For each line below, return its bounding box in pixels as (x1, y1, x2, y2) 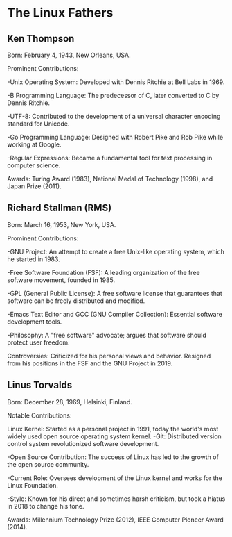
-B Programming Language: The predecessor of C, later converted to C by (7, 92, 220, 99)
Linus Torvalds (7, 379, 73, 391)
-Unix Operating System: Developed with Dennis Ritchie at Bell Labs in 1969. (7, 78, 225, 86)
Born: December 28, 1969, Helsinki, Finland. (7, 397, 133, 406)
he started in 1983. (7, 255, 60, 263)
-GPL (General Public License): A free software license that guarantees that (7, 289, 223, 297)
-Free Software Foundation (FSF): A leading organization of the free (7, 268, 200, 276)
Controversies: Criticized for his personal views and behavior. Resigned (7, 352, 211, 360)
